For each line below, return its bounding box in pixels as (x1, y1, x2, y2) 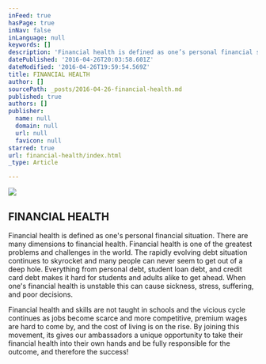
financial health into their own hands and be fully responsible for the (8, 338, 231, 348)
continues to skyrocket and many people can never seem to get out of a (8, 256, 243, 265)
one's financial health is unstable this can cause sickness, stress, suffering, (8, 281, 254, 290)
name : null (15, 115, 51, 123)
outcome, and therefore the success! (8, 347, 129, 356)
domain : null (15, 122, 59, 130)
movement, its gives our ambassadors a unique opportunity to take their (8, 330, 244, 339)
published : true (8, 93, 62, 100)
